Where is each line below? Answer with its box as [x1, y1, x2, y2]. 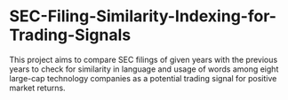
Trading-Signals [9, 25, 132, 45]
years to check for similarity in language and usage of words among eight [9, 64, 279, 74]
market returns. [9, 82, 66, 93]
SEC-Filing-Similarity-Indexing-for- [9, 6, 277, 27]
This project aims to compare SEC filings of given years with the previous [9, 54, 278, 65]
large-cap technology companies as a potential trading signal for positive [9, 73, 277, 83]
